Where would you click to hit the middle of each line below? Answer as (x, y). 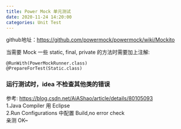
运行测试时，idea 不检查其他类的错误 (58, 84)
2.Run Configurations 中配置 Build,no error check (65, 113)
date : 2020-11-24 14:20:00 (39, 17)
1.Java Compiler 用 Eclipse (38, 106)
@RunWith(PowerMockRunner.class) (47, 63)
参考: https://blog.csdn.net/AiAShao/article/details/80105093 (80, 98)
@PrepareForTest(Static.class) (44, 69)
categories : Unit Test (34, 22)
